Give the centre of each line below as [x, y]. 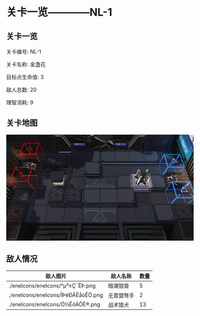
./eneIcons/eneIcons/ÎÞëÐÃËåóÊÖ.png [56, 295]
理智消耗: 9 [20, 102]
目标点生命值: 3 [25, 77]
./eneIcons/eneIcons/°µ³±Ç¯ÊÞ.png [52, 286]
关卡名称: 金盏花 [26, 64]
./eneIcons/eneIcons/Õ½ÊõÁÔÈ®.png [54, 305]
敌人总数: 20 [21, 90]
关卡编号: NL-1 [24, 52]
